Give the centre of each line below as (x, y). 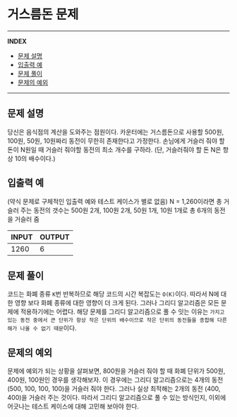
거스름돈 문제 (43, 15)
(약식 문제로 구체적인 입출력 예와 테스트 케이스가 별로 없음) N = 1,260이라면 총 (115, 201)
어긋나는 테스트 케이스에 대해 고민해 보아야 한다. (73, 406)
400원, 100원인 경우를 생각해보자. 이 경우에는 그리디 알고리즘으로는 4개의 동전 (115, 380)
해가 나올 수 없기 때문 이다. (42, 328)
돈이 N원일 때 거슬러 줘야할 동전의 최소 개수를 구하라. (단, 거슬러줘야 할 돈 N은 (114, 149)
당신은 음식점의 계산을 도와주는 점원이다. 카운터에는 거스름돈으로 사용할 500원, (116, 132)
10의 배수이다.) (35, 158)
